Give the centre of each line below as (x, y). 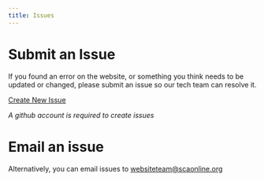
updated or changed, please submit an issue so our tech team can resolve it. (132, 84)
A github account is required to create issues (81, 115)
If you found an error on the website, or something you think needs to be (126, 76)
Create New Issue (37, 100)
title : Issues (32, 15)
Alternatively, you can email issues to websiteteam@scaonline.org (115, 168)
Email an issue (56, 147)
